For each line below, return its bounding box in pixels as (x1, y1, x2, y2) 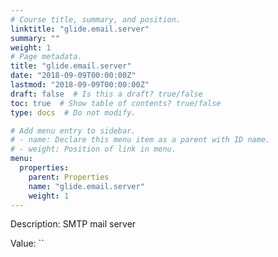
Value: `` (10, 237, 45, 250)
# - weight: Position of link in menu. (10, 144, 177, 155)
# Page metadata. (10, 52, 83, 62)
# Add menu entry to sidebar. (10, 126, 137, 136)
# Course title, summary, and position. (10, 14, 182, 25)
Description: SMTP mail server (10, 218, 137, 230)
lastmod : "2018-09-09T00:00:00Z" (10, 80, 150, 90)
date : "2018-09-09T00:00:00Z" (10, 71, 137, 81)
